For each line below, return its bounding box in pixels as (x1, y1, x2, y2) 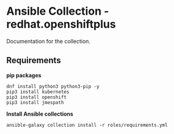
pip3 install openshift (6, 94, 67, 100)
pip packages (6, 72, 42, 79)
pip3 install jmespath (6, 99, 64, 105)
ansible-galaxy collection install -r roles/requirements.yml (6, 122, 168, 128)
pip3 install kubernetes (6, 89, 70, 95)
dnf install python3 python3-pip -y (6, 83, 100, 89)
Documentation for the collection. (6, 37, 90, 45)
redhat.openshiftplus (6, 17, 116, 31)
